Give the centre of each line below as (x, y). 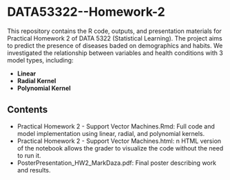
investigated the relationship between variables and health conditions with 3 (115, 53)
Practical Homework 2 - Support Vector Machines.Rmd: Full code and (116, 126)
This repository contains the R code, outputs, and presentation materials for (115, 31)
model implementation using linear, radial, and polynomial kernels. (111, 133)
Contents (28, 110)
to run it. (29, 155)
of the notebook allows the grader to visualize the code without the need (120, 148)
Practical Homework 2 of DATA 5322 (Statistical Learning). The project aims (115, 38)
